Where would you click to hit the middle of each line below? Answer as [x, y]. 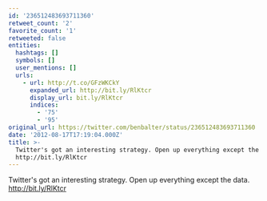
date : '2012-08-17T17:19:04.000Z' [66, 135]
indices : [44, 105]
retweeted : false [37, 38]
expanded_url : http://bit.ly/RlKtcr [90, 90]
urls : [25, 75]
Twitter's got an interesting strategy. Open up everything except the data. [129, 180]
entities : [25, 46]
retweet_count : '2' [41, 23]
